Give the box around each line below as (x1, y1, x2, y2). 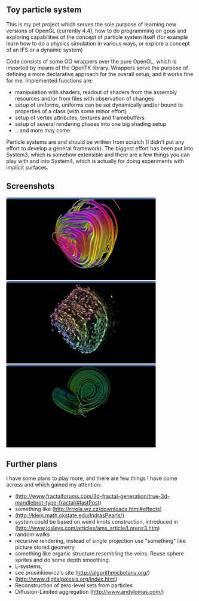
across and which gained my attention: (6, 481, 102, 488)
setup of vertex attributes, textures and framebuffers (14, 114, 145, 121)
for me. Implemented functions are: (6, 77, 93, 84)
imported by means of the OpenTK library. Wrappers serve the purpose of (6, 64, 188, 71)
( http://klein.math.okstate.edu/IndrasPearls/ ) (14, 512, 124, 519)
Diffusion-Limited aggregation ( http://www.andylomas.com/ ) (14, 588, 164, 596)
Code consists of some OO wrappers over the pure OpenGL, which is (6, 58, 177, 65)
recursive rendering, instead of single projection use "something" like (14, 537, 186, 545)
